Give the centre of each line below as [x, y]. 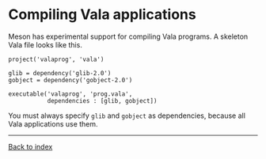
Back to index [30, 146]
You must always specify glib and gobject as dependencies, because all [127, 115]
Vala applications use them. [53, 123]
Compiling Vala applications [102, 15]
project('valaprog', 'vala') [56, 59]
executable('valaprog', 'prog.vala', [70, 94]
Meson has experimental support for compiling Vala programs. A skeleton [128, 36]
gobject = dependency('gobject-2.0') [70, 80]
